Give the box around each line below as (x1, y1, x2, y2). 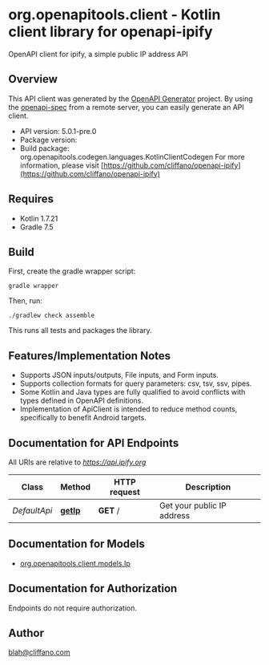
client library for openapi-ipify (8, 22, 214, 41)
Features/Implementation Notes (8, 349, 171, 363)
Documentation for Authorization (8, 582, 178, 595)
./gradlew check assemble (8, 311, 94, 320)
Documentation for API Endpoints (8, 436, 179, 450)
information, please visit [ (19, 160, 104, 170)
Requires (8, 193, 54, 206)
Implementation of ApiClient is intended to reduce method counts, (19, 404, 238, 414)
